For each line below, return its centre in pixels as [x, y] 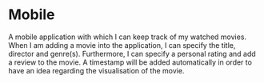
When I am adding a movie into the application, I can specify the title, [122, 45]
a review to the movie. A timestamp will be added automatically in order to [130, 62]
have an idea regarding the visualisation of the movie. [96, 70]
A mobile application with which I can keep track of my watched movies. [127, 37]
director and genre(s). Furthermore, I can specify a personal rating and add [132, 53]
